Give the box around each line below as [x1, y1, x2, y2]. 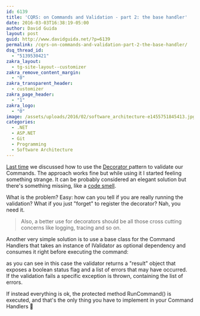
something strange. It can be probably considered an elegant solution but [6, 176, 186, 183]
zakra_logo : [6, 102, 36, 109]
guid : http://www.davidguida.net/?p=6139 [6, 36, 111, 42]
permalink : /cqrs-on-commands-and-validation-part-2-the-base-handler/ [6, 42, 187, 48]
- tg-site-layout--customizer [11, 64, 86, 70]
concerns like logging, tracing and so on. [20, 224, 121, 231]
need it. [6, 206, 25, 213]
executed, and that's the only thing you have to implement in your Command [6, 296, 193, 304]
